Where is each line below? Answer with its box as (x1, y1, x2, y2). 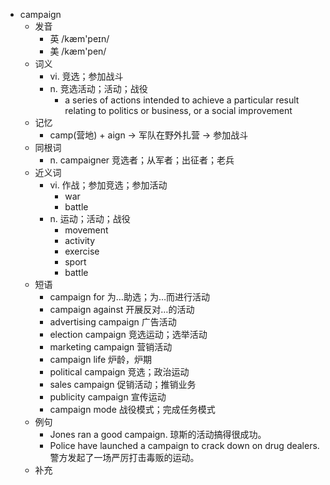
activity (64, 235, 95, 246)
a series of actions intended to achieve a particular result (64, 94, 300, 106)
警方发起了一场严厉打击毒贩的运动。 (49, 452, 200, 463)
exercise (64, 245, 100, 257)
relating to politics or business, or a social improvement (64, 105, 293, 116)
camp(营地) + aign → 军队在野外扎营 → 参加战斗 (49, 129, 249, 141)
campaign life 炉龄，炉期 (49, 354, 153, 365)
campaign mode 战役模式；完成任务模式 (49, 404, 216, 415)
